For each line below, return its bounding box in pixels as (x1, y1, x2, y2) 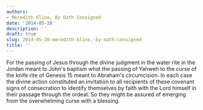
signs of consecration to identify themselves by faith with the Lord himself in (6, 84, 197, 91)
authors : (6, 8, 28, 15)
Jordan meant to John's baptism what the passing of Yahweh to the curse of (6, 65, 197, 72)
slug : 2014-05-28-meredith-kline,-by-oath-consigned (6, 37, 142, 43)
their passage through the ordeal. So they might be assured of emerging (6, 91, 186, 98)
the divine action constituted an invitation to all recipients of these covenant (6, 78, 195, 85)
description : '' (6, 25, 47, 32)
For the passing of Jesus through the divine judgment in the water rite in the (6, 58, 196, 66)
